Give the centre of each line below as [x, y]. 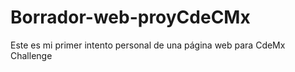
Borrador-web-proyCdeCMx [130, 17]
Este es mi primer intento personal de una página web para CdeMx [148, 45]
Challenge [31, 55]
